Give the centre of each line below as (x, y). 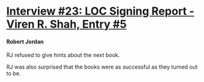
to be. (14, 73)
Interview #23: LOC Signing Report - (100, 11)
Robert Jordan (25, 42)
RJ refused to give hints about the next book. (63, 55)
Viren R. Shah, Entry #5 (66, 24)
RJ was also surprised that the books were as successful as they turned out (102, 67)
